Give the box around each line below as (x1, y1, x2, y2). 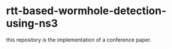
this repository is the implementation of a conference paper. (6, 36, 152, 43)
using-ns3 (6, 17, 58, 30)
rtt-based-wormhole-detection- (6, 4, 167, 18)
